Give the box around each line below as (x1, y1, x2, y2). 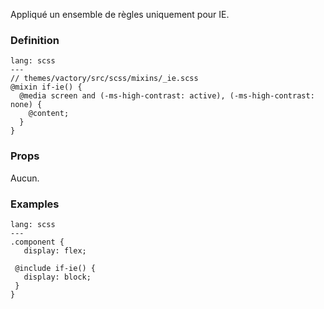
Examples (10, 197, 60, 211)
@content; (28, 109, 70, 119)
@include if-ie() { (14, 263, 97, 273)
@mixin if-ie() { (10, 82, 83, 93)
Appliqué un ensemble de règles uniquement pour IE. (10, 9, 230, 20)
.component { (10, 237, 65, 247)
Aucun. (10, 172, 40, 184)
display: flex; (23, 245, 87, 256)
